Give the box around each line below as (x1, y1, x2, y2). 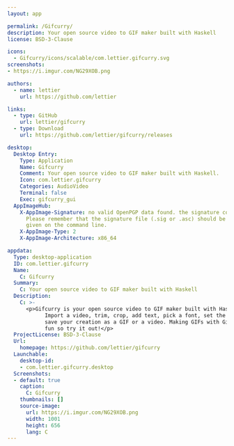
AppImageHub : (13, 202, 52, 209)
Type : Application (19, 157, 73, 164)
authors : (7, 80, 33, 87)
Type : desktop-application (13, 253, 92, 261)
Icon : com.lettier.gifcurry (19, 177, 101, 184)
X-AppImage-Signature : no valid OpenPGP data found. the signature (19, 209, 219, 216)
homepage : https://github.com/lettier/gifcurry (19, 344, 160, 351)
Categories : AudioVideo (19, 183, 89, 190)
